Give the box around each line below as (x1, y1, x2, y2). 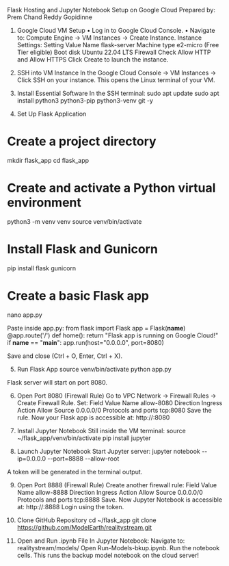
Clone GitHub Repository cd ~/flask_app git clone (16, 516, 157, 524)
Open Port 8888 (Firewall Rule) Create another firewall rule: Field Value (16, 480, 217, 489)
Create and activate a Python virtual (7, 181, 216, 196)
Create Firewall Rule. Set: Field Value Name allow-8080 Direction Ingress (16, 398, 223, 407)
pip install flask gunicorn (7, 263, 77, 272)
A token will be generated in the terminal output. (7, 467, 143, 476)
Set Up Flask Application (16, 110, 87, 118)
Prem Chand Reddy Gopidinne (7, 13, 92, 21)
